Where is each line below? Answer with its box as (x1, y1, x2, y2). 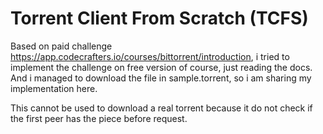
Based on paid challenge (10, 40, 113, 52)
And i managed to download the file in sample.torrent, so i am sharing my (10, 72, 312, 84)
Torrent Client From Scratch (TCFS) (10, 7, 309, 30)
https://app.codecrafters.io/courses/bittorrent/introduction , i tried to (10, 50, 290, 62)
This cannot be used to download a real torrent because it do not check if (10, 102, 313, 114)
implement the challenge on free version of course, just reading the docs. (10, 61, 313, 73)
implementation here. (10, 82, 98, 94)
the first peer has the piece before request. (10, 112, 188, 124)
